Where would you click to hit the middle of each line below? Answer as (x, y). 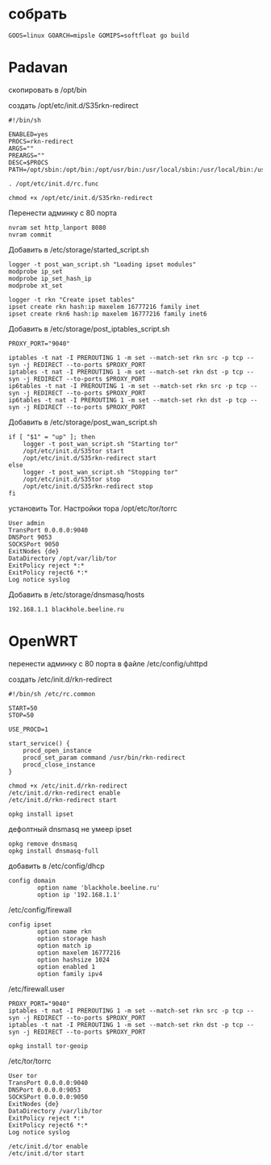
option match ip (65, 946)
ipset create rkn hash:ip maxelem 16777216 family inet (104, 307)
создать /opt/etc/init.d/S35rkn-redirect (73, 105)
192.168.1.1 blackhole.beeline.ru (67, 609)
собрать (38, 14)
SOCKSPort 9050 (34, 544)
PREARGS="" (27, 155)
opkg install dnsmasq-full (54, 851)
